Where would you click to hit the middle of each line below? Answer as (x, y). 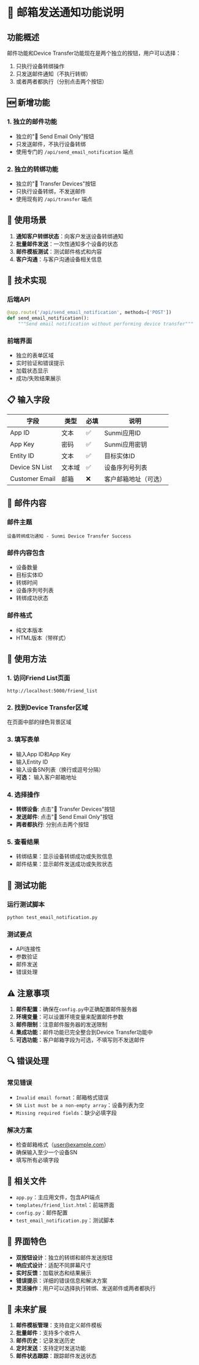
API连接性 (28, 949)
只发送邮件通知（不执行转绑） (53, 74)
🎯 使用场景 (27, 220)
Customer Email (33, 479)
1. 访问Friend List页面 (39, 678)
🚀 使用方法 (27, 659)
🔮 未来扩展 (27, 1309)
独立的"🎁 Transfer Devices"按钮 (56, 183)
